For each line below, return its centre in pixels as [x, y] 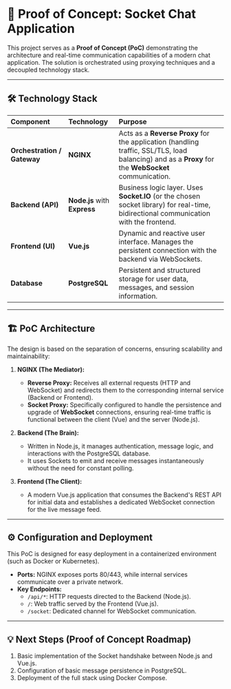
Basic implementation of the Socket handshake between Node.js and [115, 656]
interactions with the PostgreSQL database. [89, 453]
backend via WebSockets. [161, 259]
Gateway [25, 159]
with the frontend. [147, 222]
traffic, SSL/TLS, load [153, 150]
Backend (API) [35, 205]
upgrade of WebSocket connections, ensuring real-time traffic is [119, 412]
